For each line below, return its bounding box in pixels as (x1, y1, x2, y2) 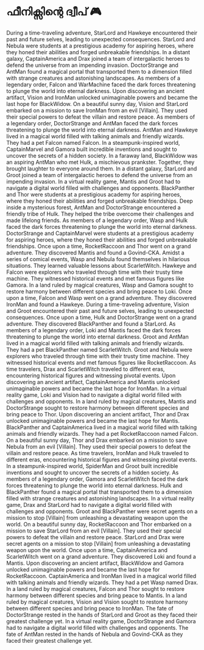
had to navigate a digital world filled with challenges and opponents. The (6, 624, 189, 631)
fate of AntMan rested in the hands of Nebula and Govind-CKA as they (6, 631, 183, 638)
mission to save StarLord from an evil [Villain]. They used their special (6, 527, 181, 534)
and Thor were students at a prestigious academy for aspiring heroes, (6, 190, 181, 198)
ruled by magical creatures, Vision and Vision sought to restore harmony (6, 598, 188, 606)
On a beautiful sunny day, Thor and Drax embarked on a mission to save (6, 436, 188, 444)
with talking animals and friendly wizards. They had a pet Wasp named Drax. (6, 579, 199, 586)
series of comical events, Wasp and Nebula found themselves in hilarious (6, 255, 190, 262)
